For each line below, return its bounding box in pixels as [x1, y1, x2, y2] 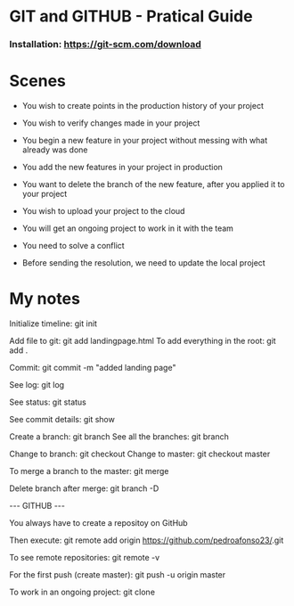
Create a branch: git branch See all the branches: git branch [9, 430, 229, 442]
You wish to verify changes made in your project [21, 118, 200, 128]
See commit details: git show [9, 414, 116, 424]
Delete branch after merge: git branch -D [9, 483, 159, 494]
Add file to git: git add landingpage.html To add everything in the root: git [9, 335, 276, 346]
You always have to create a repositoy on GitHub [9, 517, 189, 528]
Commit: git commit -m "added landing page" [9, 362, 176, 373]
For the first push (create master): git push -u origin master [9, 569, 226, 580]
